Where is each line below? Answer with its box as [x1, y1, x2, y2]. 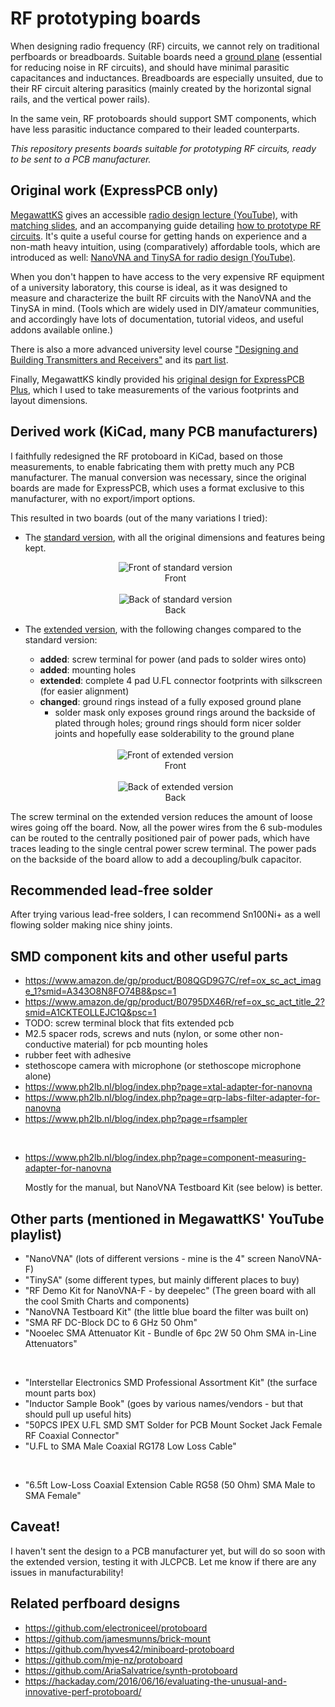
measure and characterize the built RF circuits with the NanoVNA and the [10, 292, 312, 304]
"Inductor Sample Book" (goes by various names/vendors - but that [24, 1398, 304, 1409]
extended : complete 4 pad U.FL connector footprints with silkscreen [39, 674, 323, 686]
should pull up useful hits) [24, 1408, 132, 1420]
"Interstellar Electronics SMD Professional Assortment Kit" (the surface [24, 1377, 318, 1388]
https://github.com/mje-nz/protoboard [24, 1653, 183, 1666]
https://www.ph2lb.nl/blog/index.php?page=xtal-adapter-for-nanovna [24, 1081, 313, 1093]
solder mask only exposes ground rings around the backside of [54, 706, 316, 718]
